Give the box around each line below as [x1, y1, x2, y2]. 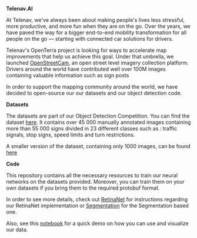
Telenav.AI [6, 5, 34, 12]
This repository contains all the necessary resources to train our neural [6, 172, 178, 179]
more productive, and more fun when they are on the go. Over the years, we [6, 23, 191, 30]
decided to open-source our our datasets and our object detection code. [6, 90, 182, 96]
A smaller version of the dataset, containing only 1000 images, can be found [6, 143, 191, 149]
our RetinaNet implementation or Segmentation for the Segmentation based [6, 202, 189, 209]
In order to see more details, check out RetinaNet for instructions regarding [6, 196, 188, 203]
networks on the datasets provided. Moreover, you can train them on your [6, 178, 185, 185]
